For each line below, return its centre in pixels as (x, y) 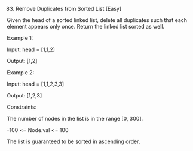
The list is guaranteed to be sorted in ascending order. (73, 141)
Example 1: (20, 38)
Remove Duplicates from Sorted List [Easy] (68, 9)
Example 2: (21, 73)
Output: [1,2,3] (24, 95)
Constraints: (22, 107)
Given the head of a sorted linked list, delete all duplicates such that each (97, 20)
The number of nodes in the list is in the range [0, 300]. (75, 119)
